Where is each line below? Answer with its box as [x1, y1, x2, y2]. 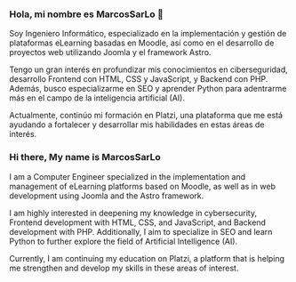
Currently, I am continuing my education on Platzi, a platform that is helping [9, 253, 285, 263]
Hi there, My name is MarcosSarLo [9, 151, 162, 164]
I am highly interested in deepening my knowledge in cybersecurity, [9, 207, 258, 218]
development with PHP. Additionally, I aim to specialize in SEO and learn [9, 226, 273, 237]
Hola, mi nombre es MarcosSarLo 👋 [9, 8, 164, 20]
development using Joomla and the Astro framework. [9, 190, 204, 201]
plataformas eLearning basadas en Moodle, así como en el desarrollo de [9, 37, 275, 48]
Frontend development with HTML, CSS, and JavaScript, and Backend [9, 217, 267, 228]
